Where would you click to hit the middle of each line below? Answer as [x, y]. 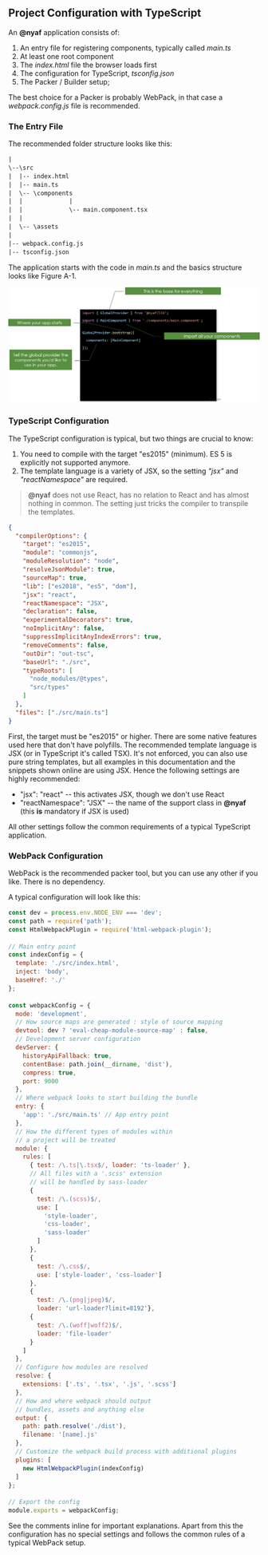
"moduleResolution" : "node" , [71, 561]
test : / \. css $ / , [64, 1266]
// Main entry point [43, 946]
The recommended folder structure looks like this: [91, 144]
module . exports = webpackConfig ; [64, 1511]
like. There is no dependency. [57, 882]
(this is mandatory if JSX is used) [75, 811]
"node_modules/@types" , [69, 679]
